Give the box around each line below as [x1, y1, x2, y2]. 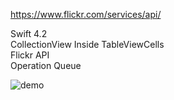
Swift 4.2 [10, 28, 48, 39]
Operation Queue [10, 60, 82, 71]
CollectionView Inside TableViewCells [10, 39, 165, 50]
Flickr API [10, 49, 50, 61]
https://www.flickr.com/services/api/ [10, 9, 162, 20]
